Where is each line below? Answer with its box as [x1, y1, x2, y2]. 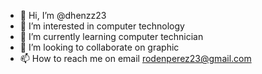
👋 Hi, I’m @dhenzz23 [19, 10, 107, 21]
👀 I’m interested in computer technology [19, 20, 185, 32]
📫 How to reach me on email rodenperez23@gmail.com [19, 53, 252, 64]
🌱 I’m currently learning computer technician [19, 31, 204, 42]
